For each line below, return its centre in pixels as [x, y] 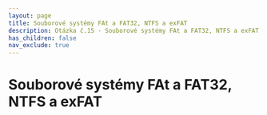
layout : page [30, 16]
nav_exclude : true [39, 46]
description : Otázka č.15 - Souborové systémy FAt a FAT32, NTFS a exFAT [134, 30]
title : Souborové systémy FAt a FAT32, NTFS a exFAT [98, 23]
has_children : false [43, 38]
